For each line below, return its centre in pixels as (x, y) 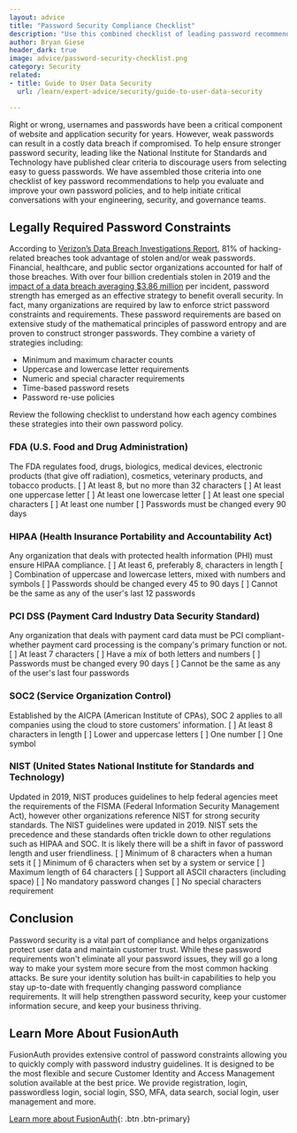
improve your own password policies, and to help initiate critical (125, 190)
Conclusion (42, 918)
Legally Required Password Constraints (120, 227)
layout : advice (37, 17)
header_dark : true (43, 50)
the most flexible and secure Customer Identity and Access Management (142, 1074)
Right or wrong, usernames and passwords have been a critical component (146, 124)
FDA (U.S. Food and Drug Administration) (99, 447)
